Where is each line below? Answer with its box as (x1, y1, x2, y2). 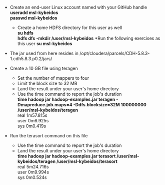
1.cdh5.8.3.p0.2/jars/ (9, 56, 52, 62)
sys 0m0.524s (17, 174, 47, 180)
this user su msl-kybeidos (17, 41, 72, 47)
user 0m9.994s (17, 169, 49, 175)
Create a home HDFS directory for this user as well (17, 25, 122, 31)
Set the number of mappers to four (17, 75, 89, 81)
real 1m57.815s (17, 112, 47, 118)
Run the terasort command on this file (9, 133, 88, 138)
